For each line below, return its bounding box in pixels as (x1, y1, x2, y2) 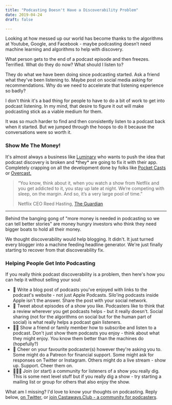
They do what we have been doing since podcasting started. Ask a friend (5, 72, 160, 78)
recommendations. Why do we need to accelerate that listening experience (5, 82, 164, 88)
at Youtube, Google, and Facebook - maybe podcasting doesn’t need (5, 41, 151, 47)
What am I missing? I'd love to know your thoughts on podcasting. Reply (5, 389, 158, 395)
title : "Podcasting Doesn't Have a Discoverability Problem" (5, 7, 139, 13)
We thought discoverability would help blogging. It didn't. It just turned (5, 236, 154, 242)
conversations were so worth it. (5, 129, 72, 135)
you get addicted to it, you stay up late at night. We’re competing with (17, 185, 165, 192)
